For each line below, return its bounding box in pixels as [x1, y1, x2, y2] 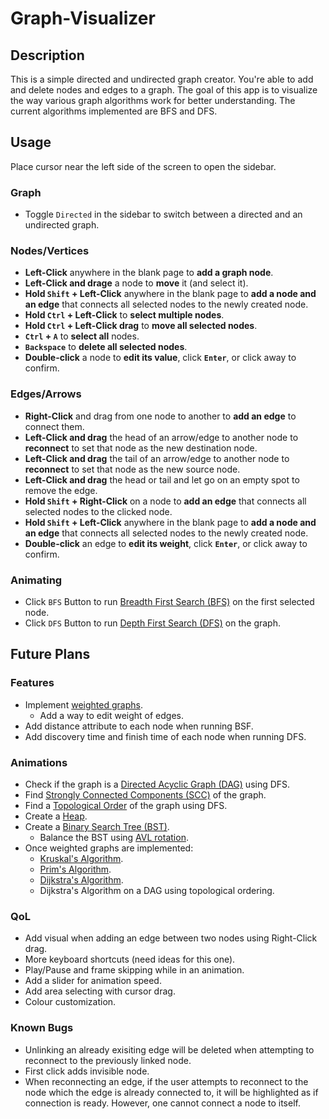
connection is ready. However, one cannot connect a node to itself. [24, 1097, 301, 1109]
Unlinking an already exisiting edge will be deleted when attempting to [24, 1043, 315, 1056]
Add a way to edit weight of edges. [39, 709, 185, 721]
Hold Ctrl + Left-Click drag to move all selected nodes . [24, 320, 258, 332]
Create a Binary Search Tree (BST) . [24, 820, 170, 832]
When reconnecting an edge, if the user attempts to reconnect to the [24, 1075, 309, 1087]
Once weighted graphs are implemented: [24, 842, 194, 854]
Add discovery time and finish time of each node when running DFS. [24, 730, 307, 742]
